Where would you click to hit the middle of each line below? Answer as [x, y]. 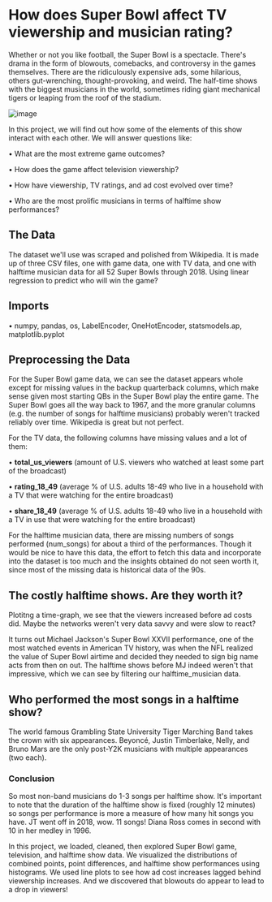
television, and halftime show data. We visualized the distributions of [123, 855]
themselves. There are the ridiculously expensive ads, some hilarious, [125, 71]
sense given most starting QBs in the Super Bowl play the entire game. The [134, 396]
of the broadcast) [38, 471]
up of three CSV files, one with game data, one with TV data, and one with [132, 263]
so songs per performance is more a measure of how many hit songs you [131, 814]
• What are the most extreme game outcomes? [86, 153]
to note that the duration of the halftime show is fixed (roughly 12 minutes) [132, 805]
